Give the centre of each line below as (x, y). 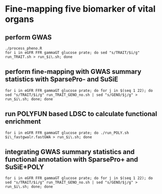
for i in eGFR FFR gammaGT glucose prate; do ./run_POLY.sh (67, 133)
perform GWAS (28, 37)
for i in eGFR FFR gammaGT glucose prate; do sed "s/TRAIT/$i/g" (72, 53)
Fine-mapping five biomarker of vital (81, 9)
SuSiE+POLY (25, 167)
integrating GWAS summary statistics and (70, 152)
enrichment (23, 122)
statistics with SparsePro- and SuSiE (62, 79)
